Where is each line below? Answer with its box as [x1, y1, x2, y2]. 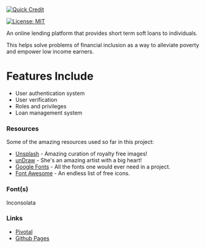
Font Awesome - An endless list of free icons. [15, 170, 130, 177]
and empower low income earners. [6, 48, 94, 55]
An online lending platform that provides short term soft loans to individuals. [6, 29, 198, 37]
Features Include [6, 69, 94, 83]
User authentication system [15, 89, 85, 97]
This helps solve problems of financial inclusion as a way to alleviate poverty [6, 42, 199, 48]
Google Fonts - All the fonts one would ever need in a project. [15, 163, 171, 171]
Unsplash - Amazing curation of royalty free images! [15, 150, 148, 157]
